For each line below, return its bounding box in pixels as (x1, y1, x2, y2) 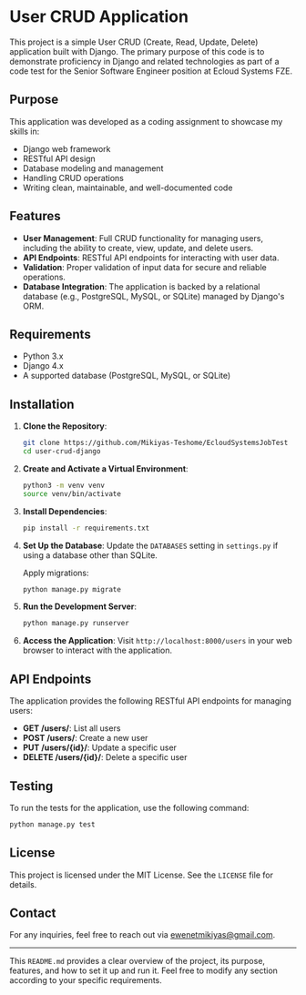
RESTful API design (22, 153, 96, 164)
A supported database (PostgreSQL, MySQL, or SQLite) (22, 371, 231, 381)
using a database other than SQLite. (22, 549, 158, 561)
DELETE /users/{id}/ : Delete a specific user (22, 752, 188, 763)
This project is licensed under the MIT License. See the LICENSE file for (9, 869, 273, 880)
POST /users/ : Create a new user (22, 733, 148, 744)
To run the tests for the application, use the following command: (9, 802, 250, 813)
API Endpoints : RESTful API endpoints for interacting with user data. (22, 252, 280, 263)
